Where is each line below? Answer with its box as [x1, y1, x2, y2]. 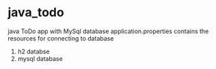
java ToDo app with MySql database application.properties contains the [8, 27, 209, 35]
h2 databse [17, 47, 50, 55]
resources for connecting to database [8, 34, 114, 42]
